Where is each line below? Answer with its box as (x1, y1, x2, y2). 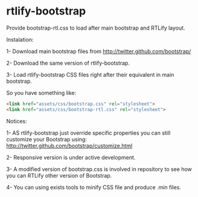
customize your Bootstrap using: (6, 135, 88, 143)
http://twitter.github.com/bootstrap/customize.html (6, 142, 133, 149)
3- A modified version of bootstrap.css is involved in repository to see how (6, 165, 192, 173)
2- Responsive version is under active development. (6, 153, 136, 161)
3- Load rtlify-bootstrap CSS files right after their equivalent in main (6, 71, 174, 78)
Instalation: (6, 36, 34, 43)
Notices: (6, 117, 27, 124)
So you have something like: (6, 89, 77, 96)
